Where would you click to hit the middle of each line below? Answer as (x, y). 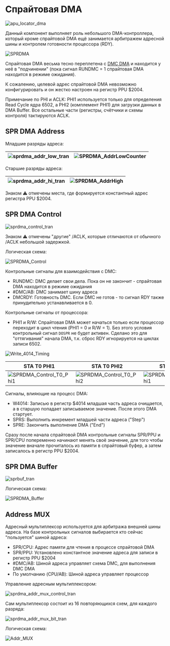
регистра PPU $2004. (29, 198)
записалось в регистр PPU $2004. (42, 451)
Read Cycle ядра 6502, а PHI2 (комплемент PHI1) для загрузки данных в (83, 104)
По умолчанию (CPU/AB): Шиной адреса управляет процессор (81, 574)
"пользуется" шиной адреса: (36, 538)
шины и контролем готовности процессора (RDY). (59, 44)
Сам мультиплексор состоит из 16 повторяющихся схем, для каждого (81, 603)
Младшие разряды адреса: (35, 143)
